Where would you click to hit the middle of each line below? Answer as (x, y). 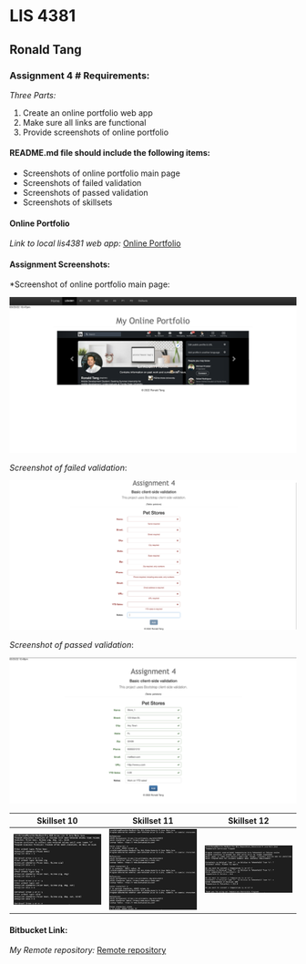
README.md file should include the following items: (110, 153)
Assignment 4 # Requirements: (80, 76)
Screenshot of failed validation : (68, 468)
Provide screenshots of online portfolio (96, 132)
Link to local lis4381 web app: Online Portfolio (95, 243)
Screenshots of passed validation (85, 193)
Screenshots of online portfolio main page (101, 173)
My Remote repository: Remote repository (88, 950)
